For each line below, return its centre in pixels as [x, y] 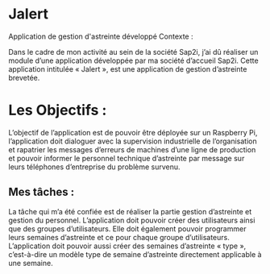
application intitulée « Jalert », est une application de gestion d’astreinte [128, 68]
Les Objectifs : [58, 110]
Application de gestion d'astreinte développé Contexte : [101, 36]
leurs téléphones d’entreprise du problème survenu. [94, 167]
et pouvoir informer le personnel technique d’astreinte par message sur [127, 158]
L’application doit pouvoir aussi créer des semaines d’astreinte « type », [127, 246]
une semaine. [31, 263]
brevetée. [24, 77]
